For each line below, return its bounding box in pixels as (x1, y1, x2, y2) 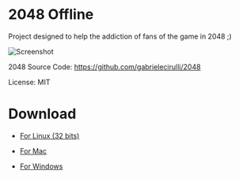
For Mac (19, 146, 47, 155)
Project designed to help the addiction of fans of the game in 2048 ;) (8, 32, 232, 41)
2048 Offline (8, 6, 94, 24)
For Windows (19, 161, 63, 171)
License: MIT (8, 77, 51, 87)
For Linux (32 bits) (19, 131, 80, 140)
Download (8, 105, 77, 123)
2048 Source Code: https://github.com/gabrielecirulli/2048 (8, 61, 201, 72)
